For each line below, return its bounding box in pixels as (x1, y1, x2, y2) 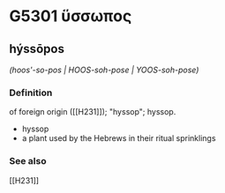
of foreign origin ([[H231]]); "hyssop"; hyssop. (9, 107, 176, 117)
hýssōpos (9, 41, 64, 56)
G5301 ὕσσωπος (9, 6, 132, 26)
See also (9, 155, 47, 167)
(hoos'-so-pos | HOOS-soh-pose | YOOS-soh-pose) (9, 64, 199, 75)
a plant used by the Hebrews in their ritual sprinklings (21, 133, 216, 144)
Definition (9, 86, 53, 99)
